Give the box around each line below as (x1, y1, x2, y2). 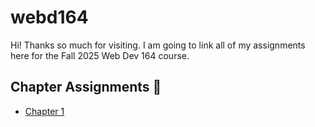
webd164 (10, 6, 89, 29)
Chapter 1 (24, 105, 65, 117)
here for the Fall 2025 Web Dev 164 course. (10, 49, 190, 61)
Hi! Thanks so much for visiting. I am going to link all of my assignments (10, 39, 306, 51)
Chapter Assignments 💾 (10, 79, 162, 96)
